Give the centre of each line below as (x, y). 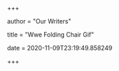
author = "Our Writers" (39, 21)
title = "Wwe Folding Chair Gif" (51, 34)
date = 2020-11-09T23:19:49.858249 (60, 48)
